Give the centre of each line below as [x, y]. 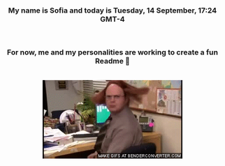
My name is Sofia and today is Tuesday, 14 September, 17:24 [112, 10]
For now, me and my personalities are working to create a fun [112, 52]
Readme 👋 [112, 61]
